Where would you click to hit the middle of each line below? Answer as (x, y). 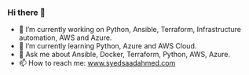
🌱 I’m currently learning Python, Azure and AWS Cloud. (108, 46)
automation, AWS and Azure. (65, 37)
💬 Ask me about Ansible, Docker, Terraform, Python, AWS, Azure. (124, 55)
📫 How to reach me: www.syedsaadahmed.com (97, 63)
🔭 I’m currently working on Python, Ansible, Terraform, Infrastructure (130, 30)
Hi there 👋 (27, 12)
